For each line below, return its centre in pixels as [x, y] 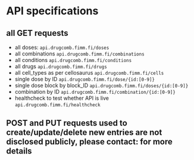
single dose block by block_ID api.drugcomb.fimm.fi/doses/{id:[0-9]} [101, 85]
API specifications [52, 11]
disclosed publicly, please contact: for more [89, 142]
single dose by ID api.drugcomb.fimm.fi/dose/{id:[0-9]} [85, 79]
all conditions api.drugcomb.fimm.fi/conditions [73, 60]
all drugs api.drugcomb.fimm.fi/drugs [61, 66]
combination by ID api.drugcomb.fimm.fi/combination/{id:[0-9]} [95, 92]
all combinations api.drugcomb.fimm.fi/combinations [79, 54]
